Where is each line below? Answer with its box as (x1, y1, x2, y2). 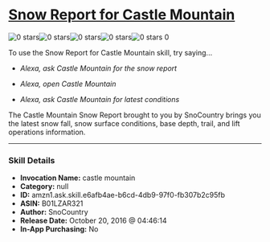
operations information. (8, 127, 86, 137)
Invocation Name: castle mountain (19, 173, 136, 183)
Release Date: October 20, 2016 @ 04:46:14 (19, 215, 167, 226)
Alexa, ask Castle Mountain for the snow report (19, 63, 178, 73)
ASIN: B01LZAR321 (19, 199, 84, 208)
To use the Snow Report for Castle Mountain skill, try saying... (8, 47, 213, 57)
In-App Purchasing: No (19, 224, 99, 234)
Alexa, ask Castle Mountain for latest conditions (19, 94, 180, 104)
